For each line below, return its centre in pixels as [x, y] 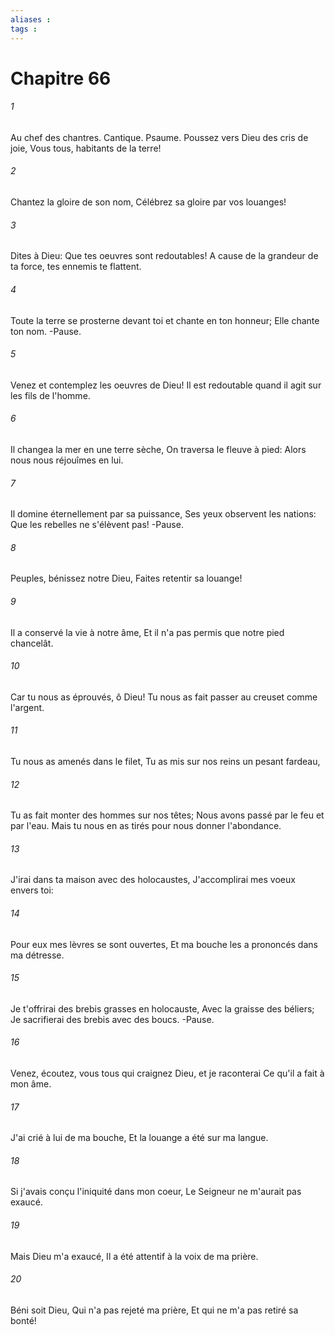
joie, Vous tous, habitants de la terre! [86, 148]
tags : [24, 29]
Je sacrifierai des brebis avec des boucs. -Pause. [112, 1019]
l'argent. [27, 707]
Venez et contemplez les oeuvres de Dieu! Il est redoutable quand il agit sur [166, 385]
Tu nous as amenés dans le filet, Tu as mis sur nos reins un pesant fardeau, [165, 761]
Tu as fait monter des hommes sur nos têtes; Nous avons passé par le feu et [167, 815]
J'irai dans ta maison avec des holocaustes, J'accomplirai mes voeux [153, 880]
